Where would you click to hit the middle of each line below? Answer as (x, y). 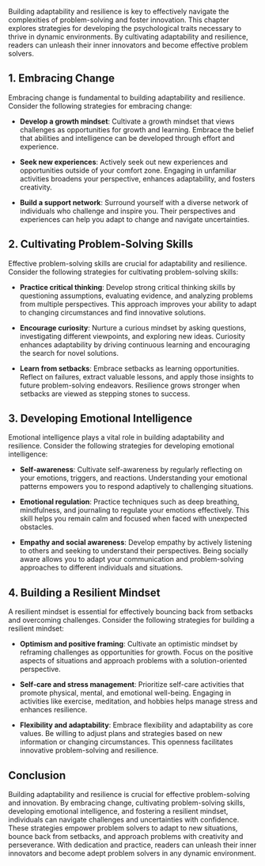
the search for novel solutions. (69, 353)
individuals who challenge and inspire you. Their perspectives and (127, 211)
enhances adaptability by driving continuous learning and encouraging (135, 345)
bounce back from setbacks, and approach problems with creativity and (126, 837)
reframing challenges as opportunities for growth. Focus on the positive (136, 652)
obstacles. (36, 527)
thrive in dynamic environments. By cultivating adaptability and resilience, (128, 36)
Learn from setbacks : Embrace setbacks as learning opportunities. (129, 368)
